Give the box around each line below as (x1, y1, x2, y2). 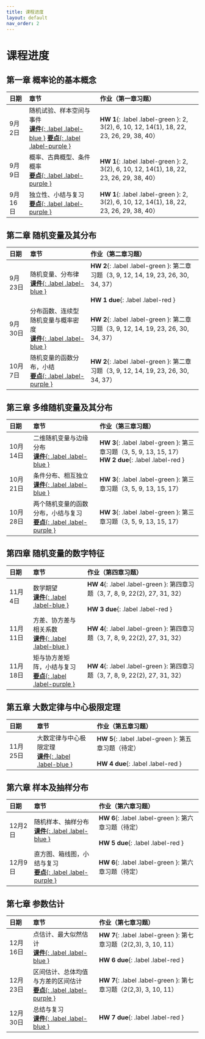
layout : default (6, 15, 48, 21)
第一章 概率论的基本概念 (6, 75, 96, 85)
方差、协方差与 (33, 616, 76, 625)
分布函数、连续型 (30, 307, 79, 315)
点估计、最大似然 (33, 930, 82, 939)
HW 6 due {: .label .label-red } (98, 956, 184, 964)
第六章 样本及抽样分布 (6, 782, 88, 793)
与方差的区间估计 (33, 977, 82, 986)
